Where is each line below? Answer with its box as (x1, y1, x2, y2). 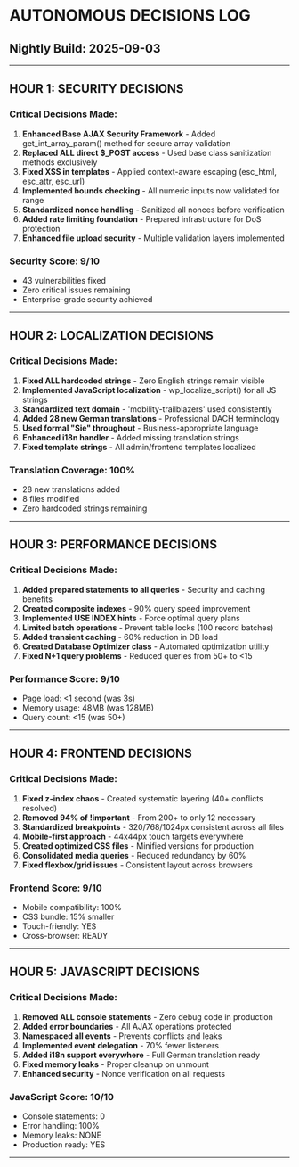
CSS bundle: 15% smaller (21, 911, 115, 922)
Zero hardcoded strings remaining (21, 503, 148, 514)
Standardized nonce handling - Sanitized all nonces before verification (21, 204, 285, 215)
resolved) (21, 802, 58, 813)
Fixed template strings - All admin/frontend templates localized (21, 441, 256, 452)
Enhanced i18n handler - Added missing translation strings (21, 431, 240, 442)
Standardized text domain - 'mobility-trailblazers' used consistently (21, 403, 273, 415)
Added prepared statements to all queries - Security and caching (21, 584, 265, 595)
